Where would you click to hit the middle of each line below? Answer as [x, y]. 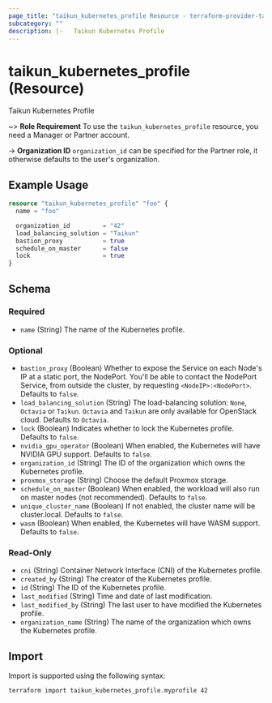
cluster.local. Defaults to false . [72, 515]
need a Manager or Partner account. [69, 135]
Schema [30, 289]
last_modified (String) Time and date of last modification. [116, 596]
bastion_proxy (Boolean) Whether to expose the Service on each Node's [141, 368]
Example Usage [49, 184]
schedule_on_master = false [72, 248]
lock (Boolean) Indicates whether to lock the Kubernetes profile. [127, 429]
